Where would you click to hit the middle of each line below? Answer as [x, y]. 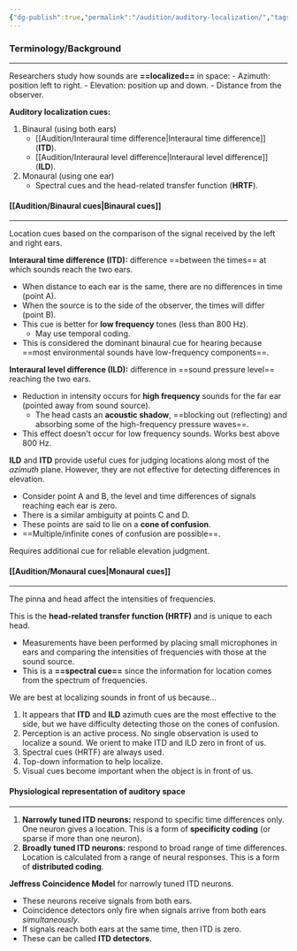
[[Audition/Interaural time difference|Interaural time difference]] [151, 138]
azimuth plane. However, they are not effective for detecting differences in [145, 470]
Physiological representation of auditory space [97, 791]
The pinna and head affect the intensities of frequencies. [113, 599]
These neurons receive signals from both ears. [107, 901]
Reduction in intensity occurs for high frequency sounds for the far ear [152, 396]
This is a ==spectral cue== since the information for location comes [147, 671]
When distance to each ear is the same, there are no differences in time [152, 287]
